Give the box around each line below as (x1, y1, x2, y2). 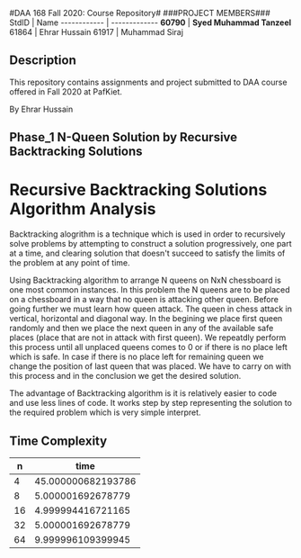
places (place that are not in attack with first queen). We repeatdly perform (9, 332, 287, 343)
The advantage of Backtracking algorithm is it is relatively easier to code (9, 388, 277, 399)
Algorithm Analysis (9, 199, 156, 220)
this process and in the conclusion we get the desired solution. (9, 371, 242, 382)
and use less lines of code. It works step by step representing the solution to (9, 398, 292, 409)
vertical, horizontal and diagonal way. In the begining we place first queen (9, 313, 283, 324)
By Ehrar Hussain (9, 103, 74, 114)
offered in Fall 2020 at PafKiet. (9, 85, 123, 97)
